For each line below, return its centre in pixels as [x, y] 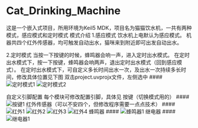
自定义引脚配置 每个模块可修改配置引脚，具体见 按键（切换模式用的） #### [98, 97]
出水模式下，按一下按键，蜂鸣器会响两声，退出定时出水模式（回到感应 [92, 62]
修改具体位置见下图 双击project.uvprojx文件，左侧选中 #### [89, 77]
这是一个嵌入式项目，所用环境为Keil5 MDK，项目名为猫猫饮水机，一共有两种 [99, 28]
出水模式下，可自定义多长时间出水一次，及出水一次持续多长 [108, 69]
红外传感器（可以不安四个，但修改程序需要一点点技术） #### [100, 104]
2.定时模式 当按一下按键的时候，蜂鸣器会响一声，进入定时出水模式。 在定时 [98, 55]
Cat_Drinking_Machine [64, 11]
